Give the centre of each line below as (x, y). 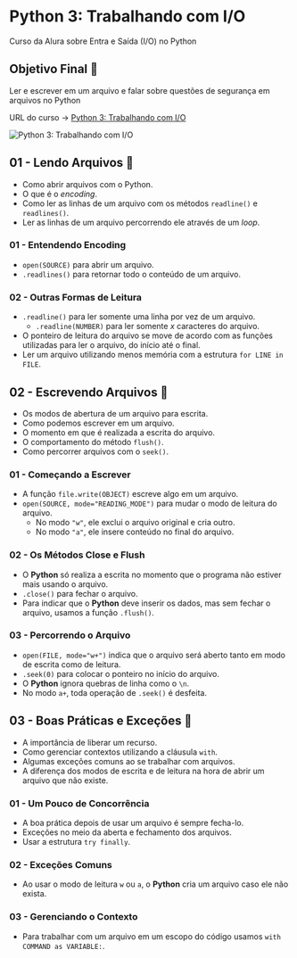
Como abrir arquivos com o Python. (87, 184)
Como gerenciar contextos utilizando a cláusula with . (120, 752)
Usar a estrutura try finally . (76, 841)
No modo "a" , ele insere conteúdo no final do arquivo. (135, 532)
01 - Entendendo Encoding (68, 245)
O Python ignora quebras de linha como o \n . (106, 683)
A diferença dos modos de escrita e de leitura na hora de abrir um (143, 771)
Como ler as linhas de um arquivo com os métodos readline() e (140, 203)
